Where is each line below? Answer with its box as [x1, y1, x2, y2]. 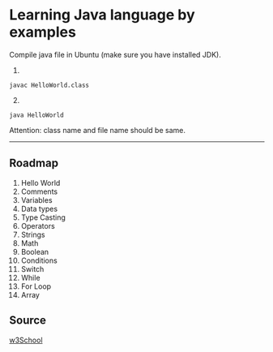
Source [9, 314, 47, 328]
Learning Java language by [9, 6, 195, 24]
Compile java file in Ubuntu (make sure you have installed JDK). [9, 49, 221, 59]
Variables [20, 195, 53, 204]
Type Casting [20, 212, 66, 222]
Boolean [20, 247, 49, 256]
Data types [20, 204, 58, 213]
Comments [20, 187, 58, 196]
